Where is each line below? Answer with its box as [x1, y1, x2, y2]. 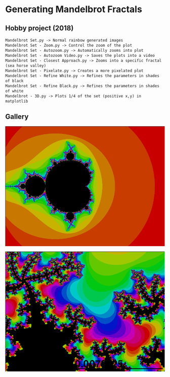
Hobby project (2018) [5, 24, 74, 32]
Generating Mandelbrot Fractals [5, 4, 143, 15]
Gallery [5, 113, 29, 121]
